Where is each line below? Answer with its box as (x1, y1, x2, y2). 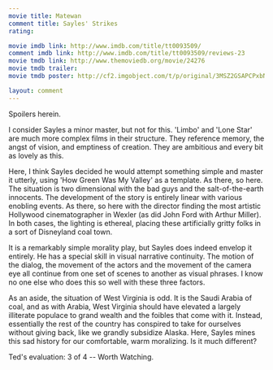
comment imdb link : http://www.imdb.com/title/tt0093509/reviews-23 (8, 50, 245, 58)
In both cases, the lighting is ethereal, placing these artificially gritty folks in (8, 218, 262, 228)
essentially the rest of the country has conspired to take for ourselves (8, 319, 241, 329)
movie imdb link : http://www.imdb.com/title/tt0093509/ (8, 41, 201, 50)
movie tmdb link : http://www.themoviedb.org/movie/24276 (8, 57, 206, 65)
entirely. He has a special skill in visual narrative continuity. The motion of (8, 251, 254, 261)
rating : (8, 27, 35, 35)
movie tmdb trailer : (8, 64, 79, 73)
